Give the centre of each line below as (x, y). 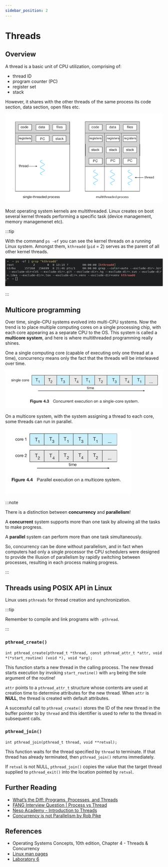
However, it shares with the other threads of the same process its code (78, 101)
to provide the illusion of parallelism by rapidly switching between (73, 557)
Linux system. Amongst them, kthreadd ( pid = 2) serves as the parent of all (82, 246)
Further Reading (31, 788)
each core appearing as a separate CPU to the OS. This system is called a (81, 333)
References (23, 831)
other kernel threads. (27, 251)
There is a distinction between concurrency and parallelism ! (68, 512)
